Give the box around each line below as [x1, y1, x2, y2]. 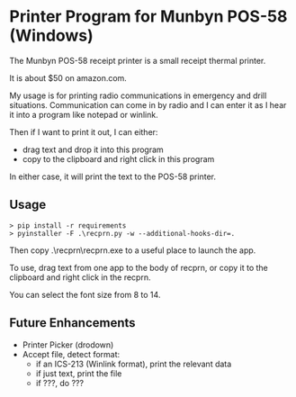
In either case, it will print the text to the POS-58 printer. [9, 171, 216, 182]
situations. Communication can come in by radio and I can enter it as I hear [9, 99, 287, 110]
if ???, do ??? [35, 377, 84, 388]
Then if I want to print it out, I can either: [9, 126, 158, 137]
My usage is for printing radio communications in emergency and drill [9, 90, 267, 101]
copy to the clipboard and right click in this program [22, 153, 215, 164]
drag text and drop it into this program [22, 144, 164, 155]
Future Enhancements [9, 315, 137, 330]
